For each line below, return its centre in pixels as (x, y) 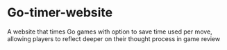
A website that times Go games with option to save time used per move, (110, 32)
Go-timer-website (60, 13)
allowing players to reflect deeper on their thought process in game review (114, 38)
